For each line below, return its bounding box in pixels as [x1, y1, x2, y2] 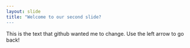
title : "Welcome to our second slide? [6, 14, 101, 20]
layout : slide [6, 8, 41, 15]
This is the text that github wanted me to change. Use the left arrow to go [6, 30, 184, 37]
